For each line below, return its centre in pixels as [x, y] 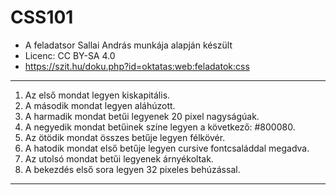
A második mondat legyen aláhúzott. [100, 105]
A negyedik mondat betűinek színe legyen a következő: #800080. [160, 127]
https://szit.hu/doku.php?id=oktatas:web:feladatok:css [137, 66]
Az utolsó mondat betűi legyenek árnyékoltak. [119, 158]
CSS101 [42, 17]
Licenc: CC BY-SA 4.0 [70, 55]
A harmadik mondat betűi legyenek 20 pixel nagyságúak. [142, 116]
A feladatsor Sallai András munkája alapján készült [128, 45]
